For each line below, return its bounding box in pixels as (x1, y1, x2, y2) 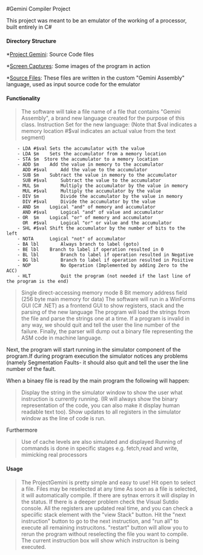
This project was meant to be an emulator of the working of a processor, (6, 17, 187, 24)
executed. (21, 543, 47, 550)
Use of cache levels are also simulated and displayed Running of (21, 438, 183, 446)
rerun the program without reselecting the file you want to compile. (21, 530, 188, 537)
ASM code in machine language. (21, 334, 102, 342)
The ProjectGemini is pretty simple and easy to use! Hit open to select (21, 478, 196, 486)
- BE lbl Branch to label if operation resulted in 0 (17, 247, 164, 253)
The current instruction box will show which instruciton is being (21, 537, 180, 544)
